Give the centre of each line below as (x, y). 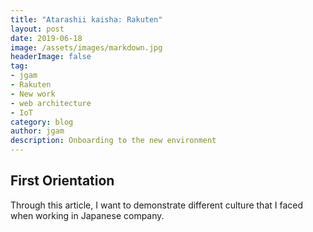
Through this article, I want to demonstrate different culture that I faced (157, 205)
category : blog (42, 122)
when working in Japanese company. (87, 215)
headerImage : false (51, 57)
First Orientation (62, 181)
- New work (33, 94)
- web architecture (51, 103)
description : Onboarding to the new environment (113, 141)
